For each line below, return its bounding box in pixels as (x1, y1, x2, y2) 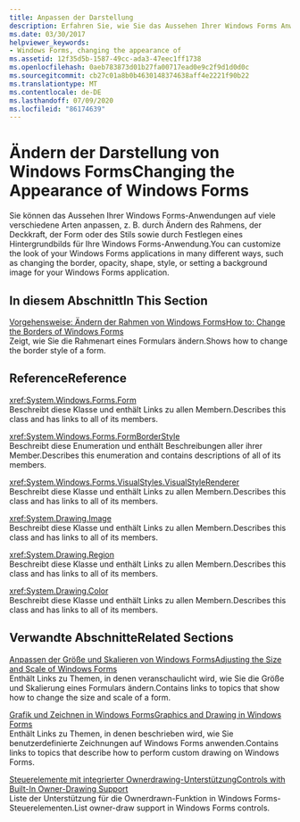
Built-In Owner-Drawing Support (9, 783, 129, 794)
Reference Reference (9, 371, 127, 386)
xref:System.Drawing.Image (9, 512, 112, 523)
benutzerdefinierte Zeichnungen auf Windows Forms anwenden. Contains (9, 737, 279, 748)
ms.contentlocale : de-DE (9, 87, 102, 96)
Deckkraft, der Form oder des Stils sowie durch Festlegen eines (9, 229, 244, 240)
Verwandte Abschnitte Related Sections (9, 630, 234, 645)
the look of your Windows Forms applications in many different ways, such (9, 248, 284, 259)
